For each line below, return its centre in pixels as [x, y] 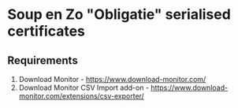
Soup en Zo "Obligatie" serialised [119, 15]
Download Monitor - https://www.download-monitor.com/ [112, 79]
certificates [46, 31]
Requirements [43, 60]
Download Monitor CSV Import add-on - [84, 88]
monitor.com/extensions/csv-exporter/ [82, 96]
